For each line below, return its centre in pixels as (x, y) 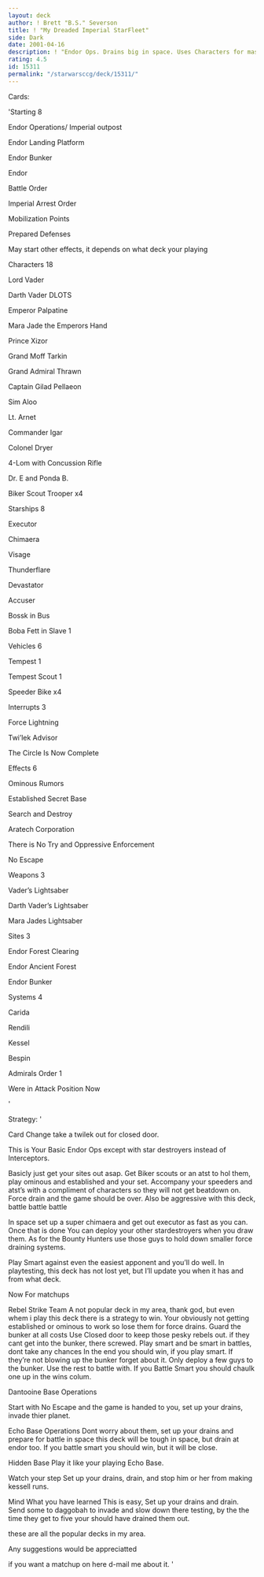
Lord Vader (26, 280)
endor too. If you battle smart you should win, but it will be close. (113, 1447)
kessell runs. (29, 1486)
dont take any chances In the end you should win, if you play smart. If (121, 1351)
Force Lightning (33, 722)
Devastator (26, 584)
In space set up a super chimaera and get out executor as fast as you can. (128, 1222)
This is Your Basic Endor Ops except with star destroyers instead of (117, 1149)
